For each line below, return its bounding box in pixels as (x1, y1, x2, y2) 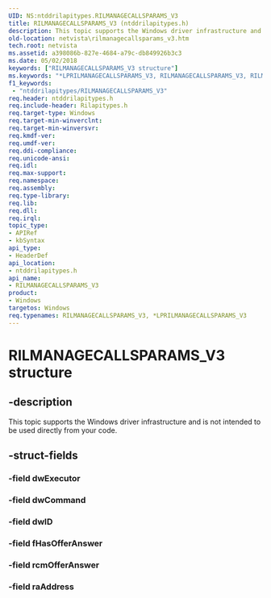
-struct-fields (8, 449, 78, 463)
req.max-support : (8, 169, 67, 177)
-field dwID (8, 516, 53, 527)
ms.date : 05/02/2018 (8, 57, 78, 65)
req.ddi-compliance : (8, 147, 78, 155)
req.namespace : (8, 176, 60, 185)
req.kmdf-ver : (8, 131, 56, 139)
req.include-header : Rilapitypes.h (8, 102, 128, 110)
